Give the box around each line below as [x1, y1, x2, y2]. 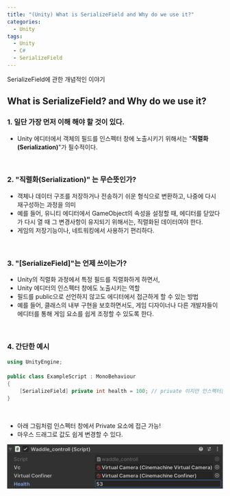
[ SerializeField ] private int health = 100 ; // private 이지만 [19, 387, 200, 394]
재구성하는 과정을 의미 [16, 200, 77, 209]
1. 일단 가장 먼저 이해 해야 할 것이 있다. [7, 117, 125, 127]
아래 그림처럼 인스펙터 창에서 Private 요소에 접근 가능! [16, 421, 161, 429]
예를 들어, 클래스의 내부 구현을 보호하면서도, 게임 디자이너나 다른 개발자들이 [16, 301, 218, 309]
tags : [7, 33, 23, 40]
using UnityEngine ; [7, 359, 63, 365]
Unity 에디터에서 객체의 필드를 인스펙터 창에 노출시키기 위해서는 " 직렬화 [16, 134, 209, 142]
